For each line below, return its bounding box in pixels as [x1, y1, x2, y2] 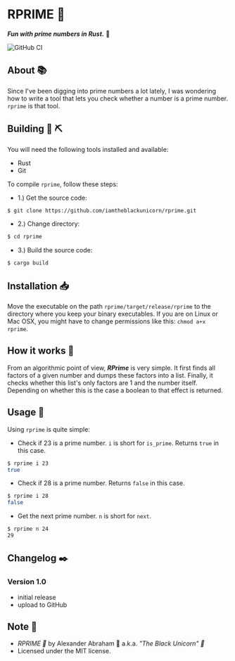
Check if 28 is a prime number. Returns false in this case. [17, 479, 185, 487]
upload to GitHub [17, 601, 68, 609]
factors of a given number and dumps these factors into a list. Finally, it [7, 371, 213, 379]
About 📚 [7, 65, 47, 77]
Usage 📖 [7, 406, 44, 418]
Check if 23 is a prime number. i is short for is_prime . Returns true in [17, 439, 220, 447]
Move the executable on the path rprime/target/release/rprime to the [7, 302, 211, 310]
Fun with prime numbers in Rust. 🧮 [7, 30, 110, 38]
